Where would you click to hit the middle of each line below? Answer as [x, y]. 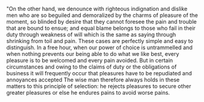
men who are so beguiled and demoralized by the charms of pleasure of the [102, 15]
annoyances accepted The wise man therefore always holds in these [93, 80]
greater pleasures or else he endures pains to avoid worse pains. [88, 93]
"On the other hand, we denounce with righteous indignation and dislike [97, 9]
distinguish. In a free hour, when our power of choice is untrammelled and [100, 47]
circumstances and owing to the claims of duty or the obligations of [92, 67]
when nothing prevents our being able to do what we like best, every [93, 54]
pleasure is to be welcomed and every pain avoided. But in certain [90, 60]
